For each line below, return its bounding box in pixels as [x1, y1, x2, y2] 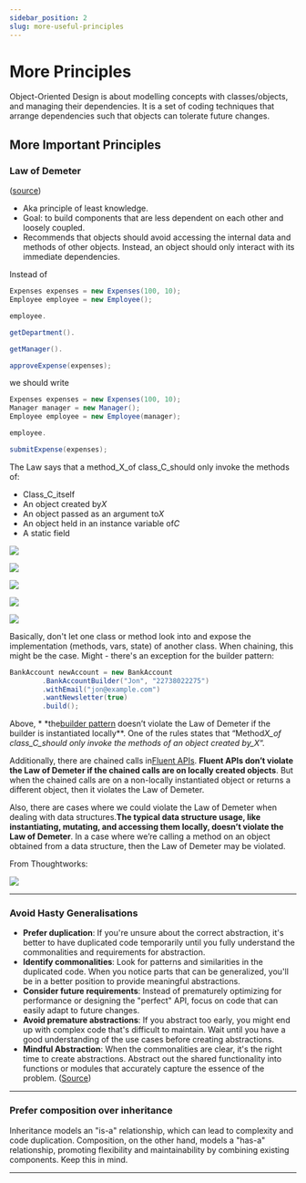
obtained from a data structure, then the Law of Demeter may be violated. [9, 841, 286, 852]
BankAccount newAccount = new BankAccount [9, 668, 173, 677]
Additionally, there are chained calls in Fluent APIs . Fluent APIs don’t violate [9, 755, 294, 766]
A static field [22, 527, 70, 538]
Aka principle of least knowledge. [22, 202, 148, 214]
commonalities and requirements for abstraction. [22, 947, 206, 958]
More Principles [9, 61, 132, 82]
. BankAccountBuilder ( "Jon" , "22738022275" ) [42, 676, 209, 685]
